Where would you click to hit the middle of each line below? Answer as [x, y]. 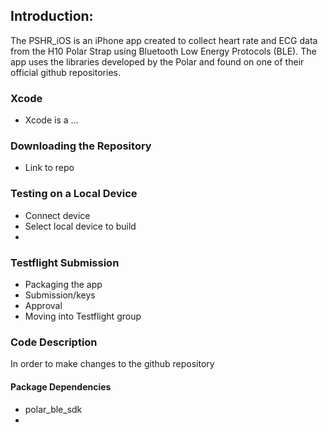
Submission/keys [60, 295]
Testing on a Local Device [74, 194]
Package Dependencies [61, 386]
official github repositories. [65, 72]
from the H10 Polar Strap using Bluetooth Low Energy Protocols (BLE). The [163, 51]
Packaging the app [63, 284]
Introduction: [52, 16]
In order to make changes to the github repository [112, 364]
